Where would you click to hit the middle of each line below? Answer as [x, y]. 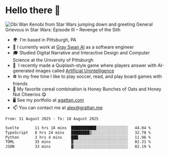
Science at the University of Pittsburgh [53, 60]
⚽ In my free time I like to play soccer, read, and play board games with [87, 76]
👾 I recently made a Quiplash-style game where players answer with [84, 65]
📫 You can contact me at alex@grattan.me [58, 108]
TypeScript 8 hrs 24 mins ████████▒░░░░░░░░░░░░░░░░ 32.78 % [78, 133]
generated [23, 71]
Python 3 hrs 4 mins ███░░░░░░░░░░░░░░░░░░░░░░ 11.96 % [78, 137]
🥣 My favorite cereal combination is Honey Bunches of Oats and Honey [87, 89]
